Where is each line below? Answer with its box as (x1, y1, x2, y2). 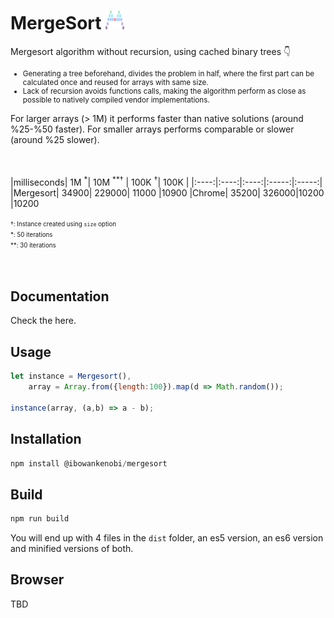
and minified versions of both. (10, 543, 134, 555)
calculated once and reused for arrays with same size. (22, 77, 209, 87)
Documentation (10, 288, 110, 305)
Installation (10, 431, 82, 448)
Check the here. (10, 315, 77, 327)
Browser (10, 571, 65, 589)
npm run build (10, 514, 70, 524)
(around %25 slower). (10, 133, 100, 145)
